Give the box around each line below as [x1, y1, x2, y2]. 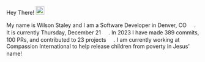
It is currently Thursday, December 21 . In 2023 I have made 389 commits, [6, 29, 199, 36]
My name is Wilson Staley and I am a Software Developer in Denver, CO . [6, 21, 196, 29]
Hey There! [6, 9, 35, 16]
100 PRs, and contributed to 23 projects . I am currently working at [6, 36, 180, 43]
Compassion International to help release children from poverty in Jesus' [6, 43, 190, 50]
